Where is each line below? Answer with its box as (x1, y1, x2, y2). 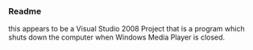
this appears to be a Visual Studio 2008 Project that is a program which (8, 24, 245, 34)
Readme (8, 6, 42, 17)
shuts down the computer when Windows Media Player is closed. (8, 32, 226, 42)
